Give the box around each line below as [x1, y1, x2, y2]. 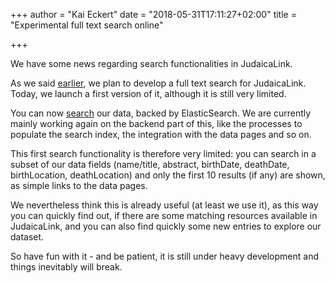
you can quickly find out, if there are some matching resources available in [10, 210, 318, 221]
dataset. [10, 231, 45, 243]
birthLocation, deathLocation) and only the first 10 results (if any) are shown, [10, 169, 326, 181]
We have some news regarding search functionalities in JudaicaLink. [10, 58, 293, 69]
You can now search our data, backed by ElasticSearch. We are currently [10, 107, 312, 119]
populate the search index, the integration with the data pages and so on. [10, 129, 312, 140]
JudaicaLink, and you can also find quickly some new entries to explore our [10, 220, 322, 232]
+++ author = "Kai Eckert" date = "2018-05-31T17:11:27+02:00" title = [10, 9, 297, 20]
